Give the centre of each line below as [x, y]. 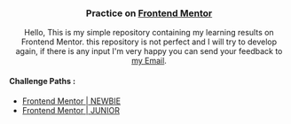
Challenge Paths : [43, 81]
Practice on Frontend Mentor [149, 13]
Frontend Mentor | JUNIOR [71, 110]
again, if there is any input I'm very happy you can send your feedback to [149, 51]
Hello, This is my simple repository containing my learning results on [149, 33]
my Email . [149, 61]
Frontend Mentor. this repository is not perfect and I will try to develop [149, 42]
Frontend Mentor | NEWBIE [71, 101]
